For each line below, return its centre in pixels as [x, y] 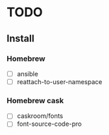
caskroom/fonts [40, 116]
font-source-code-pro [49, 124]
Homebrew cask [35, 100]
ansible [27, 74]
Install [21, 39]
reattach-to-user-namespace [59, 81]
